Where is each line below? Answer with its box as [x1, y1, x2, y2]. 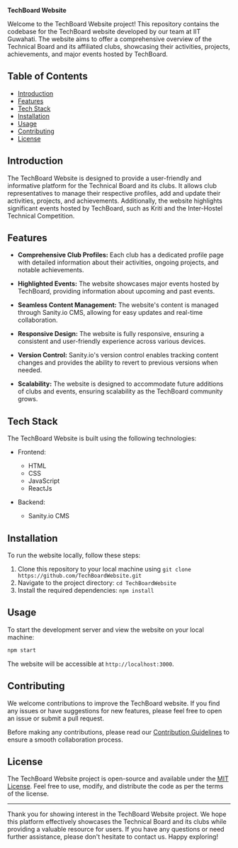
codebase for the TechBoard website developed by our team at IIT [7, 28, 201, 35]
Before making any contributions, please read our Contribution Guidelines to [7, 727, 230, 736]
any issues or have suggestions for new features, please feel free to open [7, 706, 222, 715]
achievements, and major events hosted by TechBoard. [7, 50, 168, 58]
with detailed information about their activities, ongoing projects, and [17, 258, 219, 267]
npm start [7, 647, 37, 654]
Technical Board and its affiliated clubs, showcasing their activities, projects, [7, 43, 230, 50]
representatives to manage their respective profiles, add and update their [7, 189, 221, 197]
